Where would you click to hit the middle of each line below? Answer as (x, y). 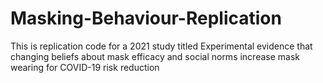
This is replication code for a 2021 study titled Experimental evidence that (161, 46)
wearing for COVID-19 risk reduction (85, 67)
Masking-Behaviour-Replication (146, 18)
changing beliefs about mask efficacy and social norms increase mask (155, 56)
